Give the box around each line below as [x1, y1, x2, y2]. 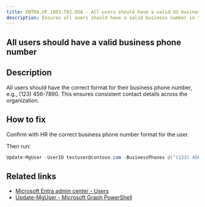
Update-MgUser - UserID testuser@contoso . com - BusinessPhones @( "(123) [6, 154, 190, 161]
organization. [6, 96, 40, 104]
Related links [6, 171, 57, 181]
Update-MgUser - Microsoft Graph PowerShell [15, 194, 132, 202]
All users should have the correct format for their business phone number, [6, 84, 192, 91]
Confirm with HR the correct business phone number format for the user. [6, 131, 189, 138]
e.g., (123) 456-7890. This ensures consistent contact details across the [6, 90, 188, 98]
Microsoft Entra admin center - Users [15, 187, 109, 195]
